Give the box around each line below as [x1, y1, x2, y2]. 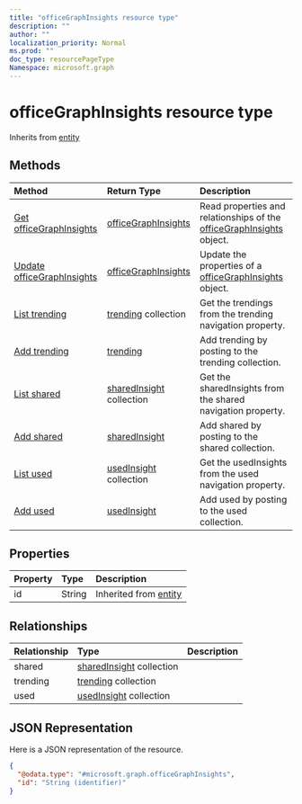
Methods [9, 158, 61, 174]
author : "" [9, 30, 50, 39]
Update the [199, 248, 247, 261]
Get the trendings [199, 296, 273, 308]
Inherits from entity [9, 131, 80, 142]
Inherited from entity [95, 588, 182, 601]
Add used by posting [199, 493, 288, 505]
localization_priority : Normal [9, 38, 127, 48]
